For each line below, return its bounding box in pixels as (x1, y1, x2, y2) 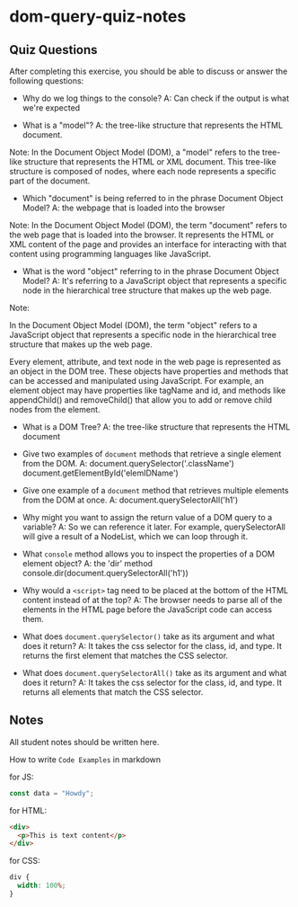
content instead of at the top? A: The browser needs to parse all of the (22, 595, 283, 605)
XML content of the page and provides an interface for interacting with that (9, 239, 287, 249)
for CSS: (9, 856, 40, 867)
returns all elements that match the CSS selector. (22, 687, 204, 698)
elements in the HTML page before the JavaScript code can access (22, 604, 272, 615)
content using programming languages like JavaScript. (9, 249, 212, 259)
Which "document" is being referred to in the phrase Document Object (22, 193, 284, 203)
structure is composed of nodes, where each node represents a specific (9, 166, 276, 176)
